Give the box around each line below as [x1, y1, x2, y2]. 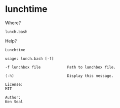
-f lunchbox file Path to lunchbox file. [5, 65, 116, 70]
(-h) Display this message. [5, 73, 114, 78]
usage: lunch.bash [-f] [5, 56, 54, 61]
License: [5, 82, 23, 87]
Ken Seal [5, 99, 23, 104]
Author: [5, 95, 21, 100]
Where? [5, 20, 21, 26]
